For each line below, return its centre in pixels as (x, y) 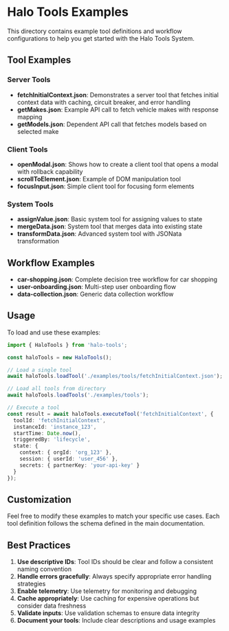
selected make (38, 131)
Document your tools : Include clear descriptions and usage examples (116, 621)
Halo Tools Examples (68, 12)
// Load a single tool (40, 370)
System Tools (30, 204)
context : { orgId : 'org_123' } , (66, 452)
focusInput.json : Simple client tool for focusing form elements (106, 186)
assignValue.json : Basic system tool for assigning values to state (110, 219)
